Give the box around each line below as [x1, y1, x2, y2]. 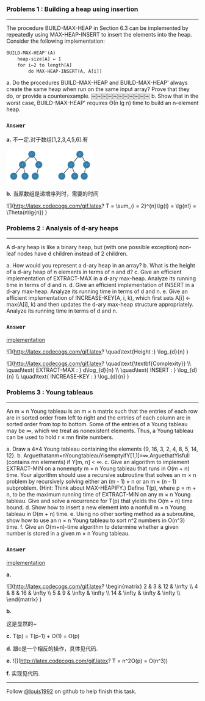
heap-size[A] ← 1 [17, 56, 62, 62]
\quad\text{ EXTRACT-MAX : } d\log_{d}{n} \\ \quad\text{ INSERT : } [6, 366, 176, 374]
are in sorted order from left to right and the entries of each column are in [6, 414, 191, 421]
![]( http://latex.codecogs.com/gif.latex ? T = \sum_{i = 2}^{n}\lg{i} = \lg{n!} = [6, 202, 196, 209]
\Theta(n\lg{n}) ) [6, 208, 48, 216]
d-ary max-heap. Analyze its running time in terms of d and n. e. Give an [6, 288, 188, 295]
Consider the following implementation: [6, 37, 105, 45]
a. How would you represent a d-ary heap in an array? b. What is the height [6, 261, 195, 269]
